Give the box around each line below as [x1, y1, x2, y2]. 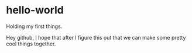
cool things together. [6, 40, 56, 47]
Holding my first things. [6, 23, 63, 30]
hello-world [6, 3, 64, 17]
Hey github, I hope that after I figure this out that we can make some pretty [6, 34, 186, 41]
